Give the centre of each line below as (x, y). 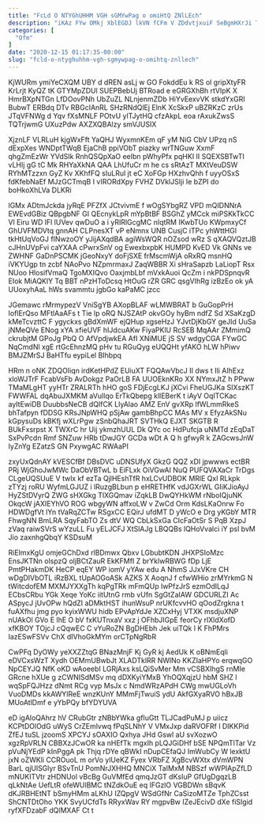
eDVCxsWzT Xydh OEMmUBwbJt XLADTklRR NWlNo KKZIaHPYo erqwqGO (131, 660)
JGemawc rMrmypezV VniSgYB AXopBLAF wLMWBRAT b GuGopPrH (121, 305)
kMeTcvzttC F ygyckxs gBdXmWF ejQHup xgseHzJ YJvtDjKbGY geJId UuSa (132, 321)
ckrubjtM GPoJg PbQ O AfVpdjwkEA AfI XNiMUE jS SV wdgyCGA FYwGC (127, 338)
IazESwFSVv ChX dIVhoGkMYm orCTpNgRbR (82, 636)
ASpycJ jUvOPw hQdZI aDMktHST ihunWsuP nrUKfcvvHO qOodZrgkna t (126, 603)
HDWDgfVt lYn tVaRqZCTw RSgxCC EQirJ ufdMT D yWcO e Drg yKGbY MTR (132, 512)
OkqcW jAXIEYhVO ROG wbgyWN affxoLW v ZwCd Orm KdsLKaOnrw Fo (126, 503)
